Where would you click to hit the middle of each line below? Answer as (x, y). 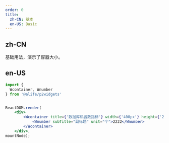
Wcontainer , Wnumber (31, 89)
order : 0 (14, 10)
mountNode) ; (18, 136)
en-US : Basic (23, 24)
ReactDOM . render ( (23, 108)
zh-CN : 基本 (22, 19)
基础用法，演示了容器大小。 (34, 57)
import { (14, 85)
